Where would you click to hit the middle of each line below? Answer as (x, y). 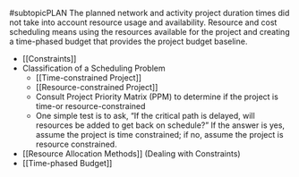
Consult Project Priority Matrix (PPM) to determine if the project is (157, 97)
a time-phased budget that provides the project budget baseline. (128, 41)
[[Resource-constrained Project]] (97, 87)
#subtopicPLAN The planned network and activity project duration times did (149, 13)
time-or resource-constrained (90, 106)
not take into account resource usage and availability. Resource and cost (143, 22)
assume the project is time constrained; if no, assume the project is (159, 135)
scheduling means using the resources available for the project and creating (149, 32)
